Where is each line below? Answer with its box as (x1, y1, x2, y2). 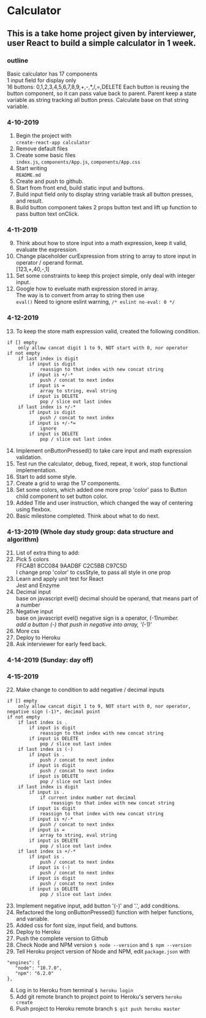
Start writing (15, 165, 48, 172)
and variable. (15, 915, 49, 923)
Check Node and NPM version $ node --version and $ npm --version (15, 941, 192, 949)
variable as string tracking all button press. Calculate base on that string (7, 96, 189, 103)
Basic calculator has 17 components (7, 70, 97, 77)
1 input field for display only (7, 76, 77, 84)
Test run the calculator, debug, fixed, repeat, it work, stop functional (15, 460, 188, 467)
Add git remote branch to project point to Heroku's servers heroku (15, 993, 183, 1001)
